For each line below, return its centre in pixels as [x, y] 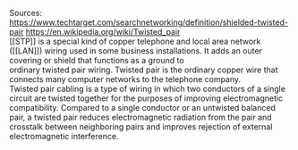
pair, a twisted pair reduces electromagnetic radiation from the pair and [140, 117]
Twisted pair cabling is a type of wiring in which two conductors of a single [148, 89]
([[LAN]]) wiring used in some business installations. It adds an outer [136, 51]
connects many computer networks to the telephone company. [125, 79]
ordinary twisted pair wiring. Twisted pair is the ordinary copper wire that [144, 70]
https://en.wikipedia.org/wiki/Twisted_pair [103, 32]
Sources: [26, 13]
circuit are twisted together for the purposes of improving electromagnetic [146, 98]
